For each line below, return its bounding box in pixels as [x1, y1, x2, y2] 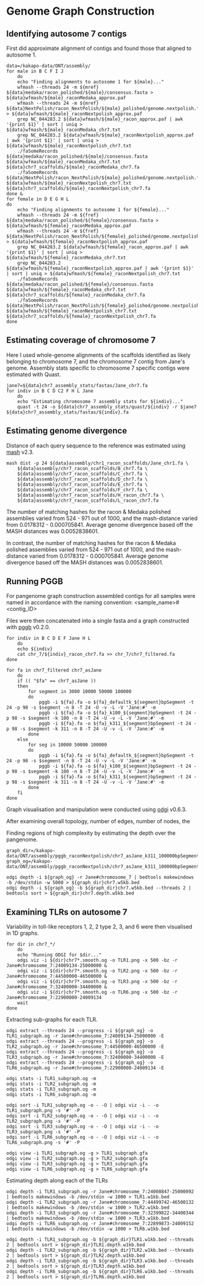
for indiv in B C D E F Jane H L [6, 635, 91, 642]
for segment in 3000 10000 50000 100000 [28, 689, 132, 695]
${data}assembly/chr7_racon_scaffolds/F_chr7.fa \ [17, 487, 148, 493]
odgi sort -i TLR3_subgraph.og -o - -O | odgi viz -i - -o [6, 1123, 159, 1130]
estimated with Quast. [6, 370, 61, 378]
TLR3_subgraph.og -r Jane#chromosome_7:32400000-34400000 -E [6, 1055, 165, 1061]
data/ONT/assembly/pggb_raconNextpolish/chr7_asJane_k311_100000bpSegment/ [6, 853, 202, 859]
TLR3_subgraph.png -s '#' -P [6, 1129, 80, 1135]
